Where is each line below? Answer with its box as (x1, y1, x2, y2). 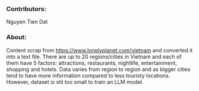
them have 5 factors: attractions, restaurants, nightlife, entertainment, (6, 59, 177, 67)
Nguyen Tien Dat (6, 18, 48, 26)
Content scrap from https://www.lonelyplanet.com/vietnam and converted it (6, 46, 193, 54)
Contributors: (6, 5, 47, 13)
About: (6, 33, 27, 42)
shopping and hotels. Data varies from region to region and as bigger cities (6, 65, 191, 73)
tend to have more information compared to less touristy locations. (6, 72, 170, 79)
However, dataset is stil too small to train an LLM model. (6, 78, 143, 85)
